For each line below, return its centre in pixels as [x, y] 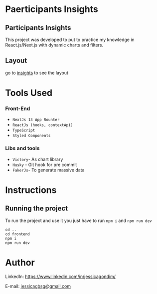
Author [20, 262]
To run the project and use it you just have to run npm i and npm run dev [78, 220]
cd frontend [17, 234]
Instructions [31, 190]
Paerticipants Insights [52, 9]
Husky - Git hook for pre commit [45, 164]
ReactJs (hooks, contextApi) [43, 125]
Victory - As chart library [38, 159]
